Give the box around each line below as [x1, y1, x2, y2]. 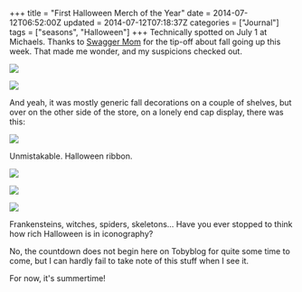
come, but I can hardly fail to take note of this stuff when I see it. [9, 256, 250, 266]
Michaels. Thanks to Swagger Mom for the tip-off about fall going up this [9, 36, 281, 47]
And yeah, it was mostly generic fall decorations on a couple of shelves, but [9, 97, 292, 107]
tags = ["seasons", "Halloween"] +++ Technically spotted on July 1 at [9, 27, 268, 37]
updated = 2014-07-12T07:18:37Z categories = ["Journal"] [62, 17, 279, 28]
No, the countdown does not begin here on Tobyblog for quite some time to [9, 246, 291, 256]
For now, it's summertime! [9, 273, 106, 283]
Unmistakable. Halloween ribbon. [9, 151, 133, 161]
